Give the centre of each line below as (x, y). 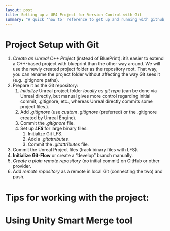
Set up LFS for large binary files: (54, 128)
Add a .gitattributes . (48, 139)
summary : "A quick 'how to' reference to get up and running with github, (86, 19)
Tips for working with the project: (77, 197)
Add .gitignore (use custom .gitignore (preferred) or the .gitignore (89, 112)
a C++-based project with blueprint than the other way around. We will (87, 64)
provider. (22, 166)
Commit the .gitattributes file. (58, 144)
